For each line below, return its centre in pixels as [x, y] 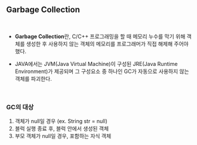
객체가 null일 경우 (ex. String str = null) [61, 121]
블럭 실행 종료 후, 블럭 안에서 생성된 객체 [62, 129]
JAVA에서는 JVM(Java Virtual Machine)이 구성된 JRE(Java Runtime [96, 64]
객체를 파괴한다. [33, 78]
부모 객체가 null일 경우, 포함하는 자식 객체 [63, 136]
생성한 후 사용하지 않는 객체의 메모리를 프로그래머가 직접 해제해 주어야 [107, 43]
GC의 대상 [20, 107]
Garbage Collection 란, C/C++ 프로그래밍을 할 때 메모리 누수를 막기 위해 [100, 36]
